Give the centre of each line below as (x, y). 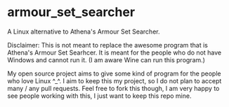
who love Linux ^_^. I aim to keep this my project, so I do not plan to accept (115, 80)
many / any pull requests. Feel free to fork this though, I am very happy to (113, 88)
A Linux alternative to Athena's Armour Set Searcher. (84, 31)
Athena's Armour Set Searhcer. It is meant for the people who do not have (115, 52)
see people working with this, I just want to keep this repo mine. (99, 96)
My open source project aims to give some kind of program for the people (114, 73)
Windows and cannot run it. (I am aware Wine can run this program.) (106, 59)
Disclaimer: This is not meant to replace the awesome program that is (108, 45)
